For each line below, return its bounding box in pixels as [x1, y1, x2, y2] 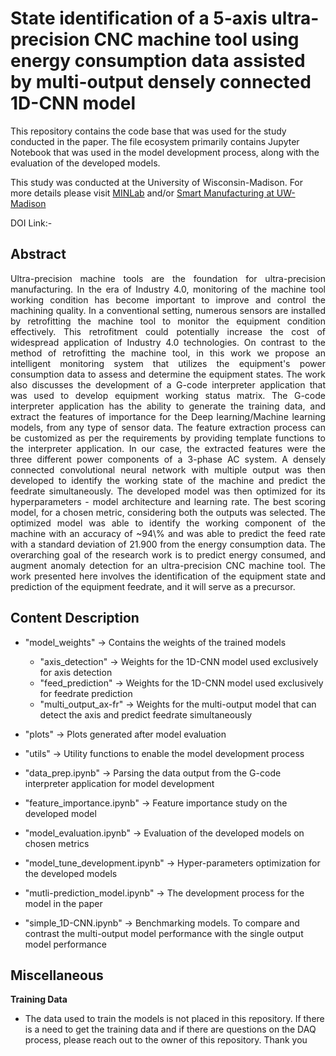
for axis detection [39, 666, 113, 678]
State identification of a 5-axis [10, 7, 268, 30]
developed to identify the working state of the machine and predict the [10, 474, 326, 486]
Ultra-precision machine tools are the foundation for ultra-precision [10, 272, 326, 284]
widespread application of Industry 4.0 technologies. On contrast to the [10, 336, 326, 348]
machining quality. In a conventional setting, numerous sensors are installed [10, 304, 326, 316]
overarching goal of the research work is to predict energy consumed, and [10, 548, 326, 561]
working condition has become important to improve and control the [10, 293, 326, 306]
